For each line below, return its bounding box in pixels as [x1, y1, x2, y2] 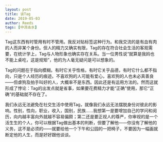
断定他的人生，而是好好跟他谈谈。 [5, 132, 73, 138]
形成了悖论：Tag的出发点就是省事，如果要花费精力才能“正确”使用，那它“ [5, 85, 150, 91]
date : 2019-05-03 [5, 16, 40, 21]
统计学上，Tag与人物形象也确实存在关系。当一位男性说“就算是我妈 [17, 51, 150, 57]
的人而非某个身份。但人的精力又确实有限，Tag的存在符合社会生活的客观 [5, 45, 149, 51]
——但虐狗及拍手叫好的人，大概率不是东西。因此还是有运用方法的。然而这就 [5, 79, 158, 85]
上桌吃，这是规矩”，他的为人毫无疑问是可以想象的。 [13, 57, 118, 63]
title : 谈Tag [5, 12, 31, 16]
